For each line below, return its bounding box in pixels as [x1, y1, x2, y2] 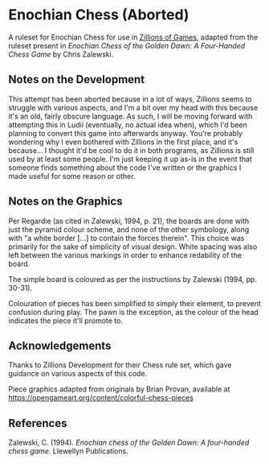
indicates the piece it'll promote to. [8, 316, 123, 325]
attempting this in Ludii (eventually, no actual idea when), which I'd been [8, 119, 247, 130]
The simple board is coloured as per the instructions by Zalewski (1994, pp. [8, 274, 257, 284]
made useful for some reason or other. [8, 171, 136, 180]
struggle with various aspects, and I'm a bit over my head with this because [8, 102, 259, 112]
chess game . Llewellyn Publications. [8, 446, 128, 456]
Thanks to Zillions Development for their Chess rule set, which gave [8, 360, 232, 370]
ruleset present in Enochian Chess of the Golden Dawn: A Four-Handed [8, 40, 246, 50]
